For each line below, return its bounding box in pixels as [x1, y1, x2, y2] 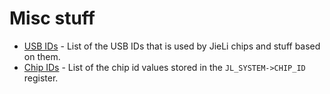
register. [23, 72, 59, 84]
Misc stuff [9, 7, 96, 30]
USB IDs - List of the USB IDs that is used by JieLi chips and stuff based [23, 40, 321, 52]
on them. [23, 50, 61, 62]
